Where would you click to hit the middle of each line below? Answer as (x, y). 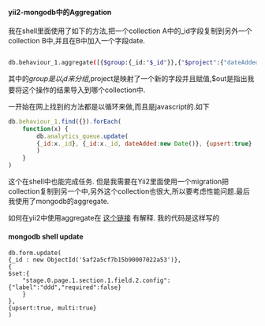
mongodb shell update (46, 236)
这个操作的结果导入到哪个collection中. (84, 90)
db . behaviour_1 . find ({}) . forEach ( (65, 121)
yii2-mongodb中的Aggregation (60, 12)
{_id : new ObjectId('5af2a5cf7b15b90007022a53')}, (95, 260)
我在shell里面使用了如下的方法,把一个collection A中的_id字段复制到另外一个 (130, 31)
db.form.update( (35, 253)
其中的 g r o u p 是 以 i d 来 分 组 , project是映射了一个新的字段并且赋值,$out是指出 (128, 80)
